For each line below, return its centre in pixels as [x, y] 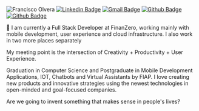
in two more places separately [44, 40]
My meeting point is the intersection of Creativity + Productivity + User [95, 52]
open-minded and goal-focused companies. [62, 90]
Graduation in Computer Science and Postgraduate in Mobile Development [99, 70]
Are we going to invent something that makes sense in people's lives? [93, 101]
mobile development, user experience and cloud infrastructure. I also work [99, 34]
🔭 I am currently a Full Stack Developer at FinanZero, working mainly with [98, 28]
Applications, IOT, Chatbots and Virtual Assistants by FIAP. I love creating [98, 77]
